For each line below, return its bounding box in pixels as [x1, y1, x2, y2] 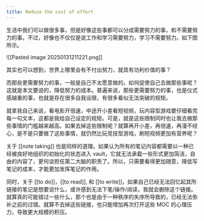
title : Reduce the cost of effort [6, 8, 94, 15]
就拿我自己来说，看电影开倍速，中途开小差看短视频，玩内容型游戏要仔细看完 [6, 107, 198, 114]
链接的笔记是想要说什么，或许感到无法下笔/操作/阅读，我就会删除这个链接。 [6, 185, 197, 193]
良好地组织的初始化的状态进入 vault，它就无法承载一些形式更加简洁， [16, 150, 191, 157]
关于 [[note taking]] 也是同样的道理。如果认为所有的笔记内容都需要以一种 [6, 142, 189, 150]
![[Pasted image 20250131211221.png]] [6, 53, 103, 61]
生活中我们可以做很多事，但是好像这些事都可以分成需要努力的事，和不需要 [6, 26, 192, 33]
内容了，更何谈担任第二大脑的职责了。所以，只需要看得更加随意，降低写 [16, 157, 198, 165]
